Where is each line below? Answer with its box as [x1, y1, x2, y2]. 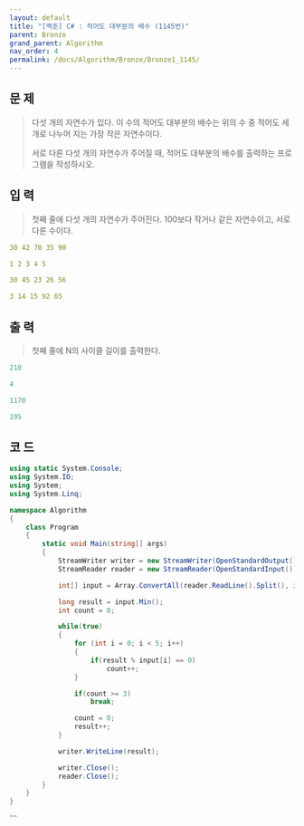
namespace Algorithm [9, 505, 88, 514]
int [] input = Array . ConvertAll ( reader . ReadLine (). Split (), [57, 581, 290, 590]
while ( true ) [57, 622, 103, 631]
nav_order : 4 [9, 47, 59, 56]
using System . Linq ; [9, 489, 83, 498]
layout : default [9, 13, 71, 23]
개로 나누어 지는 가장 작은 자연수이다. [31, 128, 163, 139]
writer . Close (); [57, 763, 119, 773]
